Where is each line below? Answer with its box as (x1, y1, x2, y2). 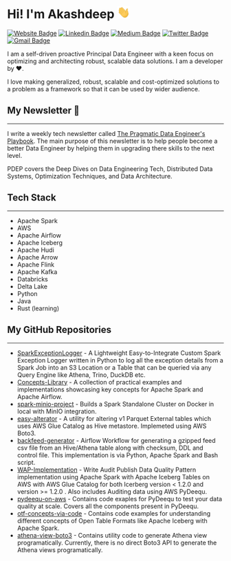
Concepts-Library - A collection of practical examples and (16, 378, 182, 386)
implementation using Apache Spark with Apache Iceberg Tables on (16, 472, 210, 481)
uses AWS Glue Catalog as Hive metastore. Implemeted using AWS (16, 422, 207, 430)
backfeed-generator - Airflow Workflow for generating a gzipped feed (16, 436, 216, 444)
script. (16, 458, 36, 466)
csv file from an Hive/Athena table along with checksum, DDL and (16, 444, 204, 452)
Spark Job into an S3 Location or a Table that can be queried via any (16, 363, 212, 371)
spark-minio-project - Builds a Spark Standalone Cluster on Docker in (16, 400, 214, 408)
